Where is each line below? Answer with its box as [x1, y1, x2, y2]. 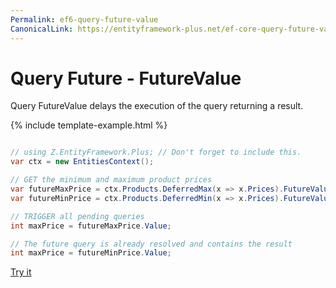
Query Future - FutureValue [10, 67, 242, 90]
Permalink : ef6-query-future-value [10, 14, 159, 25]
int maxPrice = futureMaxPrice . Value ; [10, 221, 172, 231]
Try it [10, 266, 32, 278]
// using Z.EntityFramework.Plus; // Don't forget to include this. [10, 147, 302, 158]
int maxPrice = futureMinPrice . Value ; [10, 248, 172, 258]
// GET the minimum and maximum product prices [10, 175, 213, 185]
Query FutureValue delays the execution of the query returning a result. [10, 100, 304, 112]
